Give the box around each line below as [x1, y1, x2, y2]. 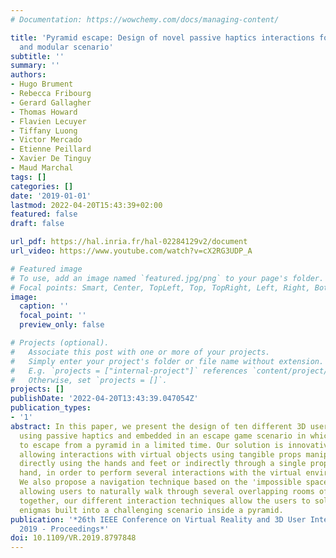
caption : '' [19, 301, 70, 311]
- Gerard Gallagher [10, 97, 92, 108]
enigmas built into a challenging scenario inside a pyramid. [19, 505, 284, 515]
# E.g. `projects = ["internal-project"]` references [10, 366, 248, 376]
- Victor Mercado [10, 135, 83, 145]
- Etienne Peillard [10, 144, 92, 155]
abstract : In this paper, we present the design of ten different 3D [10, 421, 307, 431]
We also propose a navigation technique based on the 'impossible [19, 477, 302, 488]
